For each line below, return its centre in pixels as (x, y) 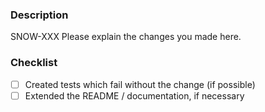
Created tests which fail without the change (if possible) (140, 84)
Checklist (34, 63)
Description (39, 15)
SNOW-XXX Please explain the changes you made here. (126, 37)
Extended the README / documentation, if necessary (134, 95)
